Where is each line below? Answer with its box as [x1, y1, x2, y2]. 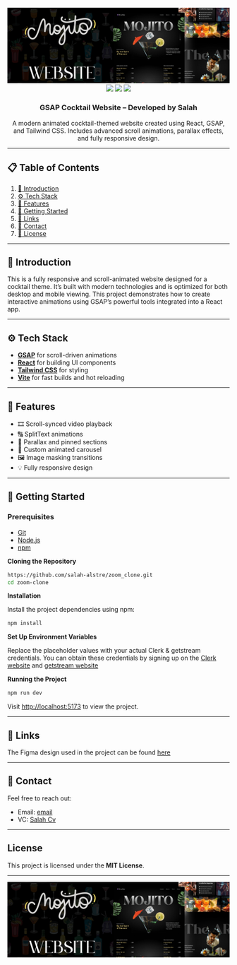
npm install [7, 620, 42, 627]
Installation [7, 591, 41, 600]
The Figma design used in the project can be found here [7, 748, 171, 757]
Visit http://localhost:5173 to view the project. [7, 702, 139, 711]
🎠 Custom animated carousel [17, 445, 102, 454]
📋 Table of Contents [7, 162, 100, 174]
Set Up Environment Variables [7, 632, 97, 641]
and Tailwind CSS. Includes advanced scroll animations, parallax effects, [13, 126, 224, 135]
